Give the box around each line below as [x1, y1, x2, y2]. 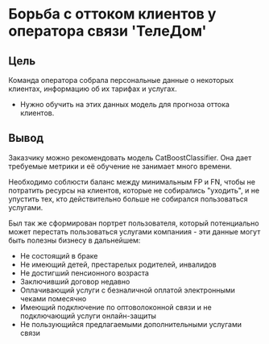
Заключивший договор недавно [19, 276, 130, 286]
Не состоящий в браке [19, 251, 98, 260]
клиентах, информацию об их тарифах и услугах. [8, 84, 177, 93]
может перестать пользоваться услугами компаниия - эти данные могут [8, 226, 261, 236]
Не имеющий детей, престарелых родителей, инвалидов [19, 259, 217, 269]
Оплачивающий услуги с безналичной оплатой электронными [19, 285, 236, 295]
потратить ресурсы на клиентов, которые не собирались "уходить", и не [8, 185, 260, 195]
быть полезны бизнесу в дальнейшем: [8, 235, 141, 245]
